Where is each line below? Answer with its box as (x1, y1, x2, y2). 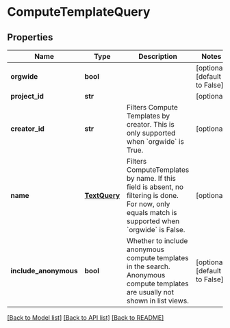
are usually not (126, 288, 175, 297)
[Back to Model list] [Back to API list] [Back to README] (7, 314, 164, 322)
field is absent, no (126, 182, 183, 192)
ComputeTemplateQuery (7, 4, 151, 20)
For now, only (126, 199, 170, 209)
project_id (10, 92, 44, 101)
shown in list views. (126, 296, 190, 305)
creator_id (10, 124, 44, 134)
